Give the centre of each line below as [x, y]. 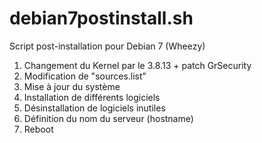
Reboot [38, 129]
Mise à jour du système [72, 86]
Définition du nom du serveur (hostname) [108, 118]
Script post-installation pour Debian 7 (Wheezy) [107, 46]
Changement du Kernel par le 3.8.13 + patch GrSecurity [137, 65]
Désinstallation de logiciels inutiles [94, 108]
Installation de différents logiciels [92, 97]
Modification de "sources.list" [85, 76]
